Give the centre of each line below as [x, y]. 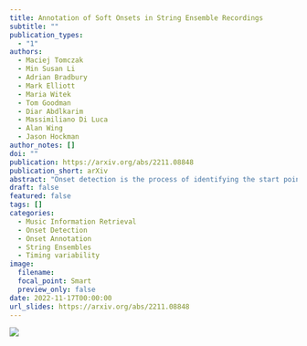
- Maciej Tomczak [51, 60]
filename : [36, 273]
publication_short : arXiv [58, 171]
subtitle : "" [34, 26]
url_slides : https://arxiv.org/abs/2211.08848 [100, 307]
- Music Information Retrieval [77, 221]
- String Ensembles [55, 247]
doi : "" [24, 153]
